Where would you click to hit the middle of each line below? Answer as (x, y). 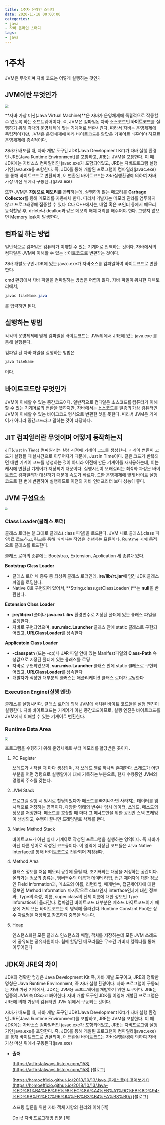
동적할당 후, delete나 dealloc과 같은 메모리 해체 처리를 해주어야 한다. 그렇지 (78, 211)
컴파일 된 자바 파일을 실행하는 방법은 (40, 352)
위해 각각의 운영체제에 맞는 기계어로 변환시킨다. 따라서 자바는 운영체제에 (87, 128)
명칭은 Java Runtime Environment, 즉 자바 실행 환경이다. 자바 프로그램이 (76, 983)
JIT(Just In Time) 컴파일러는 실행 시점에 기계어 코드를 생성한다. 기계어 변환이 (80, 450)
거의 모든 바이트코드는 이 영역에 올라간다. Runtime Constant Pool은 (87, 908)
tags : (11, 33)
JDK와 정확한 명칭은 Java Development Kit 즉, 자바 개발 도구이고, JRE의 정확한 (82, 977)
